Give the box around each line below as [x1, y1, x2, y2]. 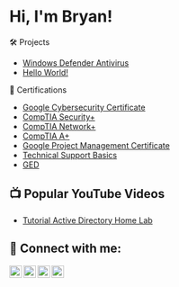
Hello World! [22, 67, 69, 77]
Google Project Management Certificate [22, 139, 171, 150]
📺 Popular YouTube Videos [9, 186, 165, 202]
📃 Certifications [9, 84, 67, 95]
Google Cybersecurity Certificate [22, 102, 146, 112]
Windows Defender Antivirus [22, 57, 130, 68]
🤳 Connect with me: [9, 241, 121, 256]
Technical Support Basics [22, 149, 118, 160]
